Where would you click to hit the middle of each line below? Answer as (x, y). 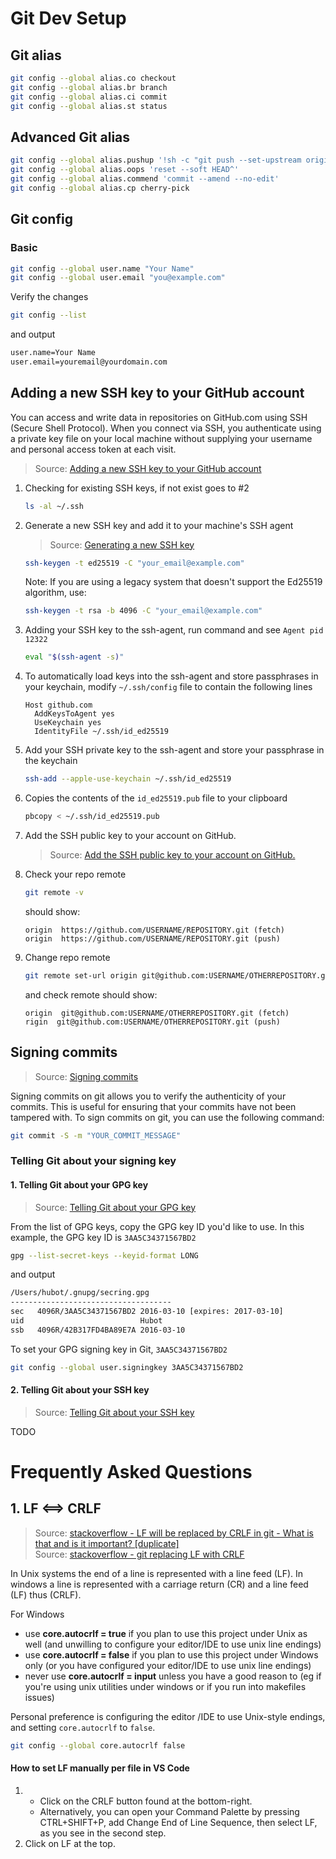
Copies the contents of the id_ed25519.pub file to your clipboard (156, 798)
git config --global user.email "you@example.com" (118, 278)
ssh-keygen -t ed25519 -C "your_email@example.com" (134, 563)
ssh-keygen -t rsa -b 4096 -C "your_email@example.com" (143, 611)
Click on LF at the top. (70, 1843)
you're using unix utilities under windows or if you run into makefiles (165, 1686)
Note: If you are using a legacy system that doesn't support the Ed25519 (173, 582)
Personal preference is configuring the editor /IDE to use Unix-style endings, (168, 1716)
